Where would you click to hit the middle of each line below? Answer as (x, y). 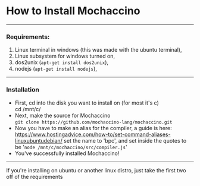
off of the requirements (35, 176)
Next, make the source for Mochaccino (63, 115)
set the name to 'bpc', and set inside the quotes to (125, 140)
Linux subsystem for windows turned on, (65, 56)
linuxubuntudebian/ (38, 140)
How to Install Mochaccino (73, 11)
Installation (23, 90)
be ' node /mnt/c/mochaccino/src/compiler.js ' (71, 147)
